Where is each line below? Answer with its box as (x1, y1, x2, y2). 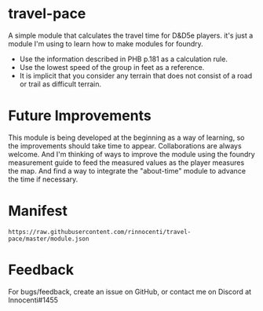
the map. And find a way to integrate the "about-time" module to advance (8, 166, 246, 175)
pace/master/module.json (8, 235, 89, 243)
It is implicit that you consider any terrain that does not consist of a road (19, 71, 253, 80)
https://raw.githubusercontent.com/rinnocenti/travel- (8, 228, 192, 236)
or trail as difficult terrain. (19, 79, 102, 89)
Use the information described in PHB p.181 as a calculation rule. (19, 54, 228, 64)
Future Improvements (8, 107, 152, 125)
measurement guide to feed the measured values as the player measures (8, 158, 245, 167)
